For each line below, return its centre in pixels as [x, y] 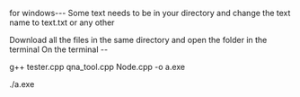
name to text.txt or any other [62, 22]
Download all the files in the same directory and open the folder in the [138, 40]
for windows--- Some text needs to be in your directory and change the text [150, 13]
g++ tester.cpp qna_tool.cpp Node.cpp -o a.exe [97, 67]
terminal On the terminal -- [59, 49]
